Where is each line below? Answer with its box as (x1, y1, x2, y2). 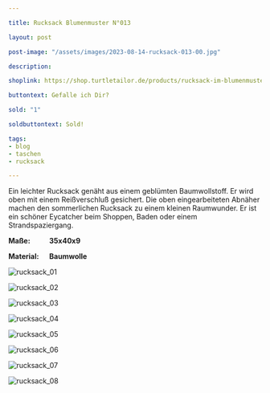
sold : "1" (8, 106, 42, 114)
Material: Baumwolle (8, 252, 88, 261)
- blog (8, 142, 31, 150)
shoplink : (8, 77, 42, 85)
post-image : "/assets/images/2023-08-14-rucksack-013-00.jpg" (8, 47, 221, 56)
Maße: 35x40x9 (8, 236, 81, 246)
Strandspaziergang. (8, 220, 74, 230)
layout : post (8, 33, 52, 41)
